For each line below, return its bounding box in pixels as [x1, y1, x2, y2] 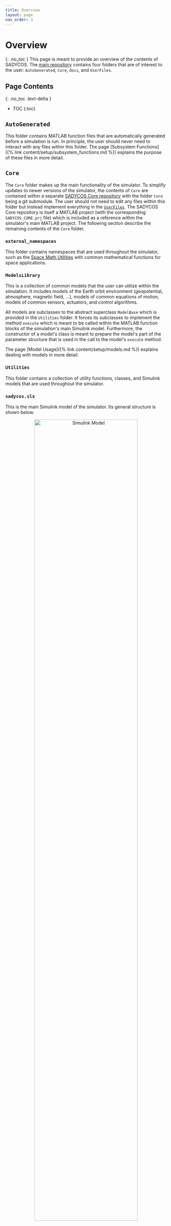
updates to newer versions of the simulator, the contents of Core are [5, 187, 148, 193]
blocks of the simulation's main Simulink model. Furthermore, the [5, 326, 142, 332]
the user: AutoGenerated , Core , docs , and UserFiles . [5, 67, 113, 73]
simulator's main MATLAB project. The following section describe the [5, 220, 151, 226]
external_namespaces [5, 238, 57, 244]
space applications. [5, 260, 47, 266]
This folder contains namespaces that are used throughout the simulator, [5, 249, 159, 255]
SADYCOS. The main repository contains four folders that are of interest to [5, 62, 163, 68]
